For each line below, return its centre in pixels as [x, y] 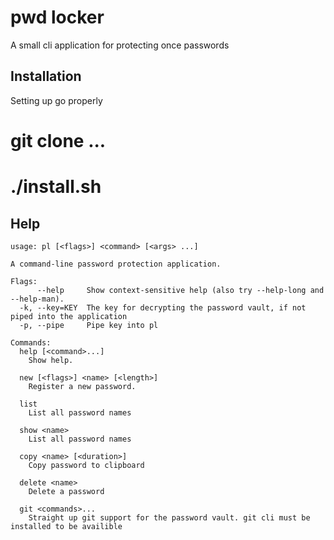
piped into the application [69, 316]
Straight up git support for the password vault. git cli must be [169, 517]
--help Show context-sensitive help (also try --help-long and [180, 290]
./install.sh [56, 187]
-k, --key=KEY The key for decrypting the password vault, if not [163, 307]
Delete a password [66, 491]
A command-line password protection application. [116, 264]
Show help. [51, 360]
